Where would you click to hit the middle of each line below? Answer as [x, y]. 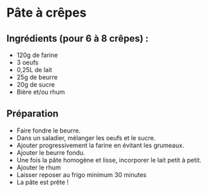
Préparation [33, 114]
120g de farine [37, 55]
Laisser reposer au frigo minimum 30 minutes [81, 174]
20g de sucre [36, 84]
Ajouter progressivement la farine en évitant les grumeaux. [100, 145]
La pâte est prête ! [43, 182]
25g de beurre [37, 77]
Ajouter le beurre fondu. [51, 152]
